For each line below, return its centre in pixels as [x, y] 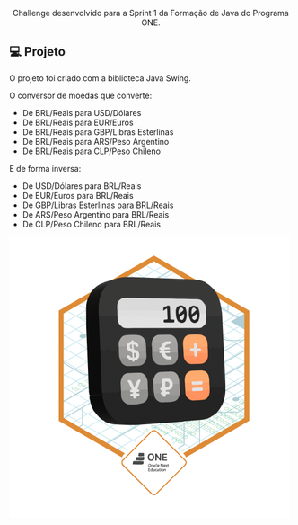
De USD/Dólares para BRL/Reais [82, 186]
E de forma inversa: [45, 168]
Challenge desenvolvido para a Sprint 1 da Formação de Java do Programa [151, 13]
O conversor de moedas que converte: [81, 95]
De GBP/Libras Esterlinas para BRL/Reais [98, 205]
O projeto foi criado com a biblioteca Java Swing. [100, 78]
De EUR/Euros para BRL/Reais [78, 195]
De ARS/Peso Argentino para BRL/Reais [96, 214]
